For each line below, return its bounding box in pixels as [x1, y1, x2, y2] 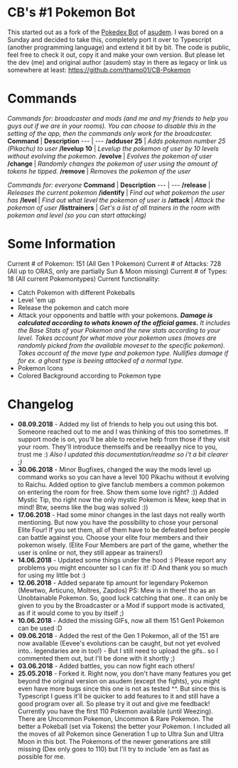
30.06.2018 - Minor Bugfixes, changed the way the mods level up [17, 465, 212, 474]
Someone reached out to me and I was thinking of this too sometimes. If [17, 427, 229, 436]
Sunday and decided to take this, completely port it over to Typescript [7, 35, 212, 43]
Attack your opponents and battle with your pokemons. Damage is [17, 311, 213, 319]
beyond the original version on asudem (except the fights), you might [17, 676, 220, 685]
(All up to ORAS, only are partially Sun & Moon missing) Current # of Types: [7, 267, 228, 275]
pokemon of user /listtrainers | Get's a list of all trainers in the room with [7, 203, 220, 212]
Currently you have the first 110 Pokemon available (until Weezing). [17, 707, 213, 715]
